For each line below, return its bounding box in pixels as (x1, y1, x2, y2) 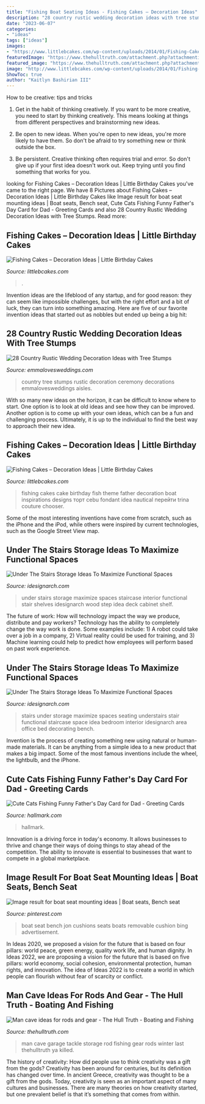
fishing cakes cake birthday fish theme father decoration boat (21, 489, 177, 496)
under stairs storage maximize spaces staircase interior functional (21, 594, 188, 601)
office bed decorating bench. (21, 725, 95, 733)
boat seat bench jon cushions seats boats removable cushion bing (21, 921, 189, 929)
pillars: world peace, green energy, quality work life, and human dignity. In (6, 946, 193, 954)
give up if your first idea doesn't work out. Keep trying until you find (15, 162, 185, 169)
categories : (6, 26, 37, 32)
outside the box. (15, 143, 56, 151)
